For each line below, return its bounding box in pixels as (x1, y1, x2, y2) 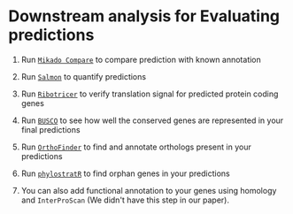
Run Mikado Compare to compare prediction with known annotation (20, 54, 262, 65)
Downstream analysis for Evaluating (8, 6, 281, 27)
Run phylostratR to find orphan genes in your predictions (20, 168, 231, 179)
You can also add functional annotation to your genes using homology (20, 185, 277, 195)
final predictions (20, 124, 81, 134)
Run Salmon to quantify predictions (20, 71, 147, 81)
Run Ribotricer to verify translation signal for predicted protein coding (20, 88, 279, 99)
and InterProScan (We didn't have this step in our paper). (20, 195, 230, 205)
